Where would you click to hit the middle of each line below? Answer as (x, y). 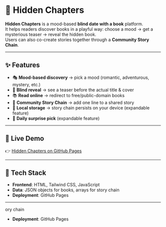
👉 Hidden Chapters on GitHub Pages (43, 151)
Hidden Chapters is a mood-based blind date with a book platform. (74, 24)
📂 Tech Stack (26, 173)
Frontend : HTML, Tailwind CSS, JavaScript (56, 185)
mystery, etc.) (26, 84)
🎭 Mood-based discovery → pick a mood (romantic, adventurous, (81, 77)
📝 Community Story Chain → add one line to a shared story (73, 102)
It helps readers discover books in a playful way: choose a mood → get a (79, 29)
